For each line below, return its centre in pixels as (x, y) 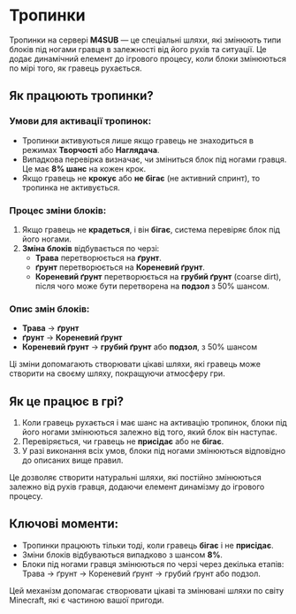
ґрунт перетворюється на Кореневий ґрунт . (120, 267)
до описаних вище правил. (72, 460)
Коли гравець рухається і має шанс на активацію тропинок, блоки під (154, 423)
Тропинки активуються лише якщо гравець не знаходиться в (138, 140)
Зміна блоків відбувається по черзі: (91, 248)
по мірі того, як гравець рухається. (76, 68)
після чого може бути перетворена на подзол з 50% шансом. (152, 286)
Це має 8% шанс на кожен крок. (84, 168)
